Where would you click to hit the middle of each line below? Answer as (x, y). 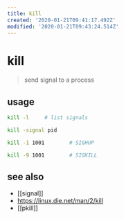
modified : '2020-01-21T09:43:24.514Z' (63, 26)
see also (26, 177)
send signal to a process (59, 80)
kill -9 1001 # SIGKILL (52, 155)
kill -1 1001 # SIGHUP (51, 143)
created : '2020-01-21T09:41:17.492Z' (62, 20)
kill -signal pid (32, 130)
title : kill (24, 14)
